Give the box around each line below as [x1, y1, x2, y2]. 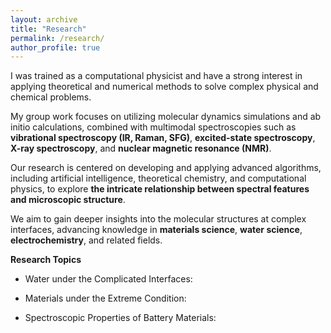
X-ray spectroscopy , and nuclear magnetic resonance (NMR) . [10, 142, 272, 155]
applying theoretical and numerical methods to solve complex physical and [10, 81, 319, 93]
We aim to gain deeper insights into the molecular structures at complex [10, 213, 307, 225]
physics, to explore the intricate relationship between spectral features [10, 183, 310, 195]
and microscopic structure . [10, 194, 126, 206]
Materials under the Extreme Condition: [24, 292, 187, 305]
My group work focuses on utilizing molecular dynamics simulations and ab [10, 111, 322, 123]
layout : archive [10, 14, 78, 25]
